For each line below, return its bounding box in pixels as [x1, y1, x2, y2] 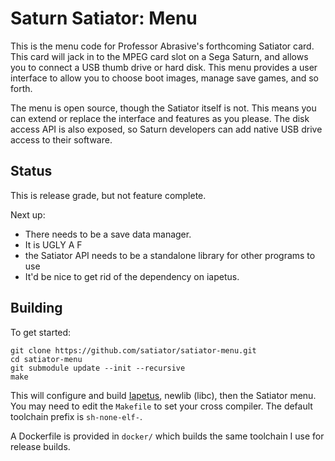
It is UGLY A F [24, 238, 83, 251]
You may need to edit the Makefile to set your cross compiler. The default [10, 400, 313, 412]
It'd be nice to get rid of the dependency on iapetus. [24, 270, 240, 282]
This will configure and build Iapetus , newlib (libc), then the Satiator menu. [10, 389, 317, 401]
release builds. [10, 440, 71, 452]
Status [10, 163, 53, 180]
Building [10, 300, 63, 317]
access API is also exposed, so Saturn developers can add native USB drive [10, 123, 323, 135]
